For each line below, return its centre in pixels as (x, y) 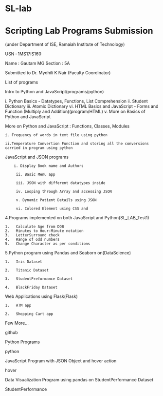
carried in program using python (39, 148)
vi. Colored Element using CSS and (52, 209)
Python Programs (23, 342)
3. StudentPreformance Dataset (39, 279)
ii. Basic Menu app (36, 175)
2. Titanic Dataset (27, 271)
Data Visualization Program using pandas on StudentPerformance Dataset (79, 380)
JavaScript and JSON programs (37, 157)
